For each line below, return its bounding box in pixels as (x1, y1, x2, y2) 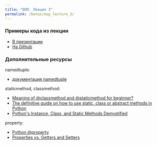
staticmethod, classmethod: (5, 86, 60, 92)
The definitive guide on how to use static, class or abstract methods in (12, 100, 152, 106)
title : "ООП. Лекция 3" (5, 7, 53, 12)
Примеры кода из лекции (5, 28, 69, 34)
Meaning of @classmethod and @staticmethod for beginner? (12, 95, 134, 101)
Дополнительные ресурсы (5, 56, 72, 63)
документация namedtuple (12, 76, 67, 82)
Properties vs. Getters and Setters (12, 134, 80, 141)
